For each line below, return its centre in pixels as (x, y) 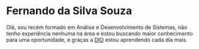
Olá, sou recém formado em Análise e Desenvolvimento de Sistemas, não (97, 27)
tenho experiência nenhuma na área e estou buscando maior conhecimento (99, 33)
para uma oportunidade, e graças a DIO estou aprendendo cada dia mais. (97, 40)
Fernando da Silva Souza (69, 11)
